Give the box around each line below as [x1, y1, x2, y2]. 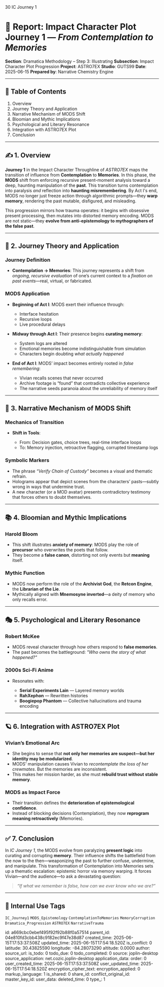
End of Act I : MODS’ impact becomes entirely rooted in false [12, 360, 134, 366]
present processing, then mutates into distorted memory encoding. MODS [5, 213, 154, 219]
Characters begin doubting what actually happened [19, 350, 124, 357]
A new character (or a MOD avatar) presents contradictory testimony [12, 489, 151, 494]
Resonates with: [12, 678, 45, 684]
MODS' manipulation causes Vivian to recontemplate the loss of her [12, 761, 149, 767]
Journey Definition [5, 256, 50, 263]
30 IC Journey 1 [5, 4, 37, 10]
